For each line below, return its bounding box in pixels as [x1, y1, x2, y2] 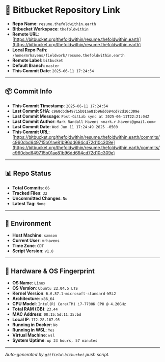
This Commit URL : [12, 129, 50, 135]
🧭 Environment [5, 219, 51, 228]
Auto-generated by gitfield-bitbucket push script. [5, 352, 110, 358]
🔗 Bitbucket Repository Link [5, 4, 120, 16]
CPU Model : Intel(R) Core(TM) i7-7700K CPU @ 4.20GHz [12, 301, 126, 307]
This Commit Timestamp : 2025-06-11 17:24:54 [12, 103, 108, 109]
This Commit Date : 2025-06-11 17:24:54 [12, 67, 94, 73]
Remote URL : [12, 31, 39, 37]
